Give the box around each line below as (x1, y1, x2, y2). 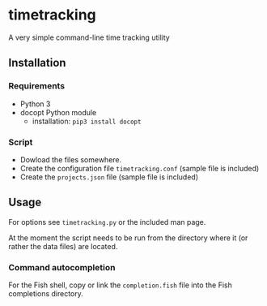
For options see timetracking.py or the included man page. (8, 217, 206, 226)
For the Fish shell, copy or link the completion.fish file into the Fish (8, 280, 232, 290)
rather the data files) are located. (8, 241, 118, 251)
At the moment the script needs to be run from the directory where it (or (8, 233, 248, 243)
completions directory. (8, 289, 83, 299)
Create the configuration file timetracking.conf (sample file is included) (19, 163, 260, 173)
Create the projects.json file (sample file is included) (19, 172, 199, 182)
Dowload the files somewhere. (19, 154, 122, 164)
